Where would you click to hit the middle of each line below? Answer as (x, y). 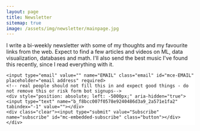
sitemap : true (24, 23)
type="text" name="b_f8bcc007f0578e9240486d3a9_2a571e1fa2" (101, 102)
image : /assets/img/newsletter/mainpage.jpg (63, 28)
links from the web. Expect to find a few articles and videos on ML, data (95, 52)
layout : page (22, 12)
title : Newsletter (29, 17)
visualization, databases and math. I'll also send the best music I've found (97, 58)
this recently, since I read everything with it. (60, 65)
